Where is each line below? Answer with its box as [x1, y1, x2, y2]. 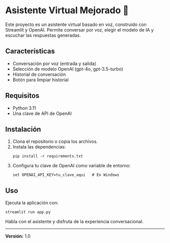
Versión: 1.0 [5, 233, 31, 239]
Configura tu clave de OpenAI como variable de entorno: [12, 163, 131, 169]
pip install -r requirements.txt [12, 154, 83, 159]
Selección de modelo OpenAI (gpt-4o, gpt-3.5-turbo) [12, 66, 123, 72]
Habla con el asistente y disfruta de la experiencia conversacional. [5, 219, 144, 225]
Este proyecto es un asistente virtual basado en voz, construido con [5, 21, 147, 27]
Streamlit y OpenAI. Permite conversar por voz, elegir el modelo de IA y [5, 26, 154, 33]
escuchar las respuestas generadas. [5, 32, 81, 38]
